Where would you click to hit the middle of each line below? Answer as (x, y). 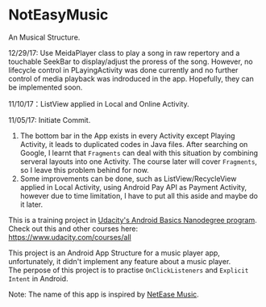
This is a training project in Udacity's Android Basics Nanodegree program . (133, 220)
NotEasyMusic (58, 15)
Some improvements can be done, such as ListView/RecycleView (128, 179)
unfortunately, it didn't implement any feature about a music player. (120, 261)
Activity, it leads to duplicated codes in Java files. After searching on (134, 144)
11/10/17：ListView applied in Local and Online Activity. (99, 103)
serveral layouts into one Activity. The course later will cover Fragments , (139, 161)
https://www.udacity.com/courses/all (70, 237)
